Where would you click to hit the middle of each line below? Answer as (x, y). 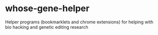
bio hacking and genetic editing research (47, 27)
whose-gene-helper (47, 9)
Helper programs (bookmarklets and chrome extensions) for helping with (79, 22)
